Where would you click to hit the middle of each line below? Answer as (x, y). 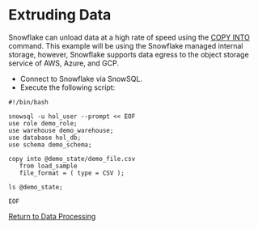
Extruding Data (60, 15)
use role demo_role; (43, 123)
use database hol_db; (45, 138)
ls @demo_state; (36, 187)
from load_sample (49, 166)
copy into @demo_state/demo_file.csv (72, 159)
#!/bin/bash (28, 102)
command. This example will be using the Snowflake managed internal (126, 45)
